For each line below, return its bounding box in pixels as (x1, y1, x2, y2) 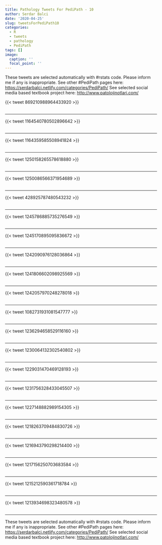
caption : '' (9, 57, 34, 62)
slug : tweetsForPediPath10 (5, 20, 59, 26)
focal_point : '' (9, 61, 42, 66)
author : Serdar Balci (5, 12, 49, 16)
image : (5, 52, 18, 57)
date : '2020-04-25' (5, 16, 44, 21)
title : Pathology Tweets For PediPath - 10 (5, 7, 94, 12)
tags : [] (5, 47, 23, 52)
